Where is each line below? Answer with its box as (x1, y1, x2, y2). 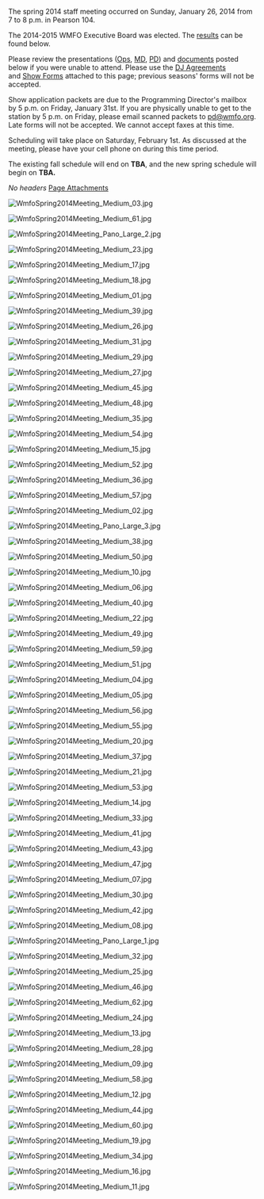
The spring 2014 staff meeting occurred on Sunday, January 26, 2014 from (8, 7, 253, 16)
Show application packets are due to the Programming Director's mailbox (8, 95, 247, 104)
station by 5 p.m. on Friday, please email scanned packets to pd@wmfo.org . (8, 112, 256, 121)
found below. (8, 39, 51, 48)
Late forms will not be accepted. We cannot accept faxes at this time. (8, 121, 235, 129)
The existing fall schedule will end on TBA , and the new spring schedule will (8, 159, 257, 169)
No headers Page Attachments (8, 183, 109, 193)
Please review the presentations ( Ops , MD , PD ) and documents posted (8, 55, 239, 63)
